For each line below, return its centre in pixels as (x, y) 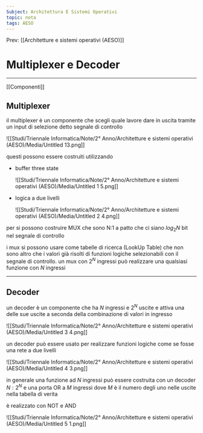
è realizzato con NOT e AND (41, 405)
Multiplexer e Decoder (63, 65)
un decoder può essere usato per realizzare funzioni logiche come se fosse (100, 344)
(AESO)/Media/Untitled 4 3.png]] (47, 368)
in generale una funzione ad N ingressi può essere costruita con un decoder (101, 380)
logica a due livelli (37, 198)
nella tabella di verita (32, 394)
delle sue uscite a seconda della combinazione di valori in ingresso (89, 314)
